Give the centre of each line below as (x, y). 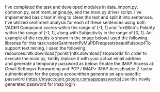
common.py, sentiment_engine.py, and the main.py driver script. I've (73, 12)
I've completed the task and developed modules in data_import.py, (72, 7)
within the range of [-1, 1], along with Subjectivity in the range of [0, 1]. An (78, 33)
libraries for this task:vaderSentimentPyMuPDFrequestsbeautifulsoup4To (78, 43)
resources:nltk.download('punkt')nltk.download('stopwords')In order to (76, 53)
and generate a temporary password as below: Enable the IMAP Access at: (80, 63)
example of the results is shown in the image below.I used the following (76, 38)
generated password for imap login (40, 84)
